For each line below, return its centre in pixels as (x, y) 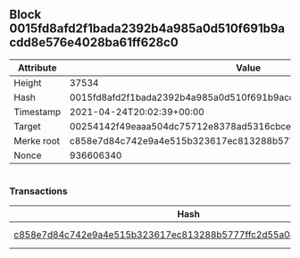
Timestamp (37, 112)
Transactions (39, 191)
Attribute (37, 68)
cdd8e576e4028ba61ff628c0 (94, 42)
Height (28, 82)
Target (28, 126)
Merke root (37, 140)
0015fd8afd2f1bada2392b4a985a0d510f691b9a (147, 29)
